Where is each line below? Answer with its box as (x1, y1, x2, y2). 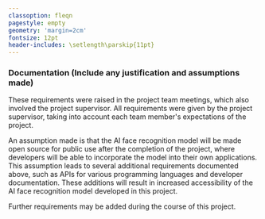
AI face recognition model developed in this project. (8, 186, 178, 196)
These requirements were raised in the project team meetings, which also (8, 95, 249, 105)
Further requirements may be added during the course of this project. (8, 202, 236, 211)
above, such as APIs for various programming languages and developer (8, 170, 244, 179)
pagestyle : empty (8, 19, 66, 27)
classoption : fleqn (8, 11, 73, 20)
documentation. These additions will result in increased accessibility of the (8, 178, 253, 187)
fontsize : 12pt (8, 33, 59, 42)
